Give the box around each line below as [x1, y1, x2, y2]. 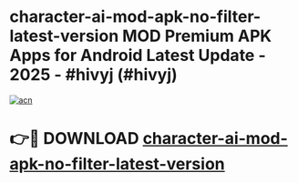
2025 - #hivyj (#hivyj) [9, 65, 178, 86]
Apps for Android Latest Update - [9, 46, 266, 66]
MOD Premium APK [121, 25, 272, 46]
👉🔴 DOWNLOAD [9, 128, 139, 149]
